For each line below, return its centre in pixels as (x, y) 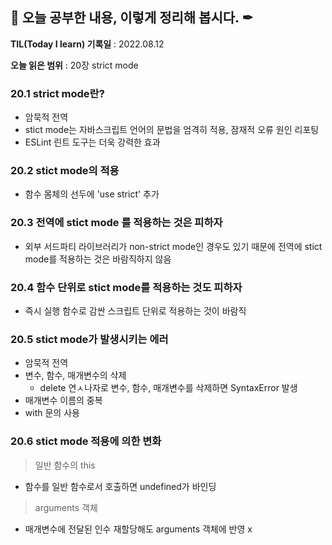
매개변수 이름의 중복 (63, 400)
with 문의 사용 (52, 413)
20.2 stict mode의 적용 (65, 171)
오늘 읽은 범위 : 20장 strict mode (74, 65)
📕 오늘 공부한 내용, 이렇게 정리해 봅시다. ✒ (132, 18)
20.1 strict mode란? (57, 93)
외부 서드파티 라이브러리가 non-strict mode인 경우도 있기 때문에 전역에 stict (173, 246)
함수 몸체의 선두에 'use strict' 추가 (92, 194)
